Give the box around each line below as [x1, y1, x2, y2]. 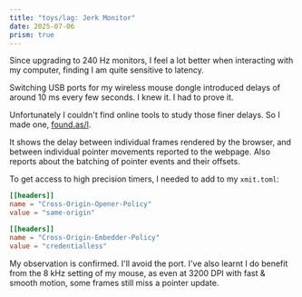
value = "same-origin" [9, 208, 95, 218]
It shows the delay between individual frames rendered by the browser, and [9, 137, 292, 148]
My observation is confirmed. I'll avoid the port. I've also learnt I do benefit [9, 258, 288, 269]
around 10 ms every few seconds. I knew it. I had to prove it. [9, 92, 234, 103]
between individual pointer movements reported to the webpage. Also [9, 146, 270, 157]
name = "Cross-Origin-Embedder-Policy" [9, 233, 161, 242]
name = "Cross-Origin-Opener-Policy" [9, 200, 152, 209]
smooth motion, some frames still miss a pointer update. [9, 277, 219, 288]
